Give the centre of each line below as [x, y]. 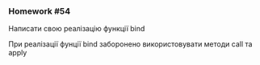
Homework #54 [40, 11]
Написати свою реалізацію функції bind [77, 29]
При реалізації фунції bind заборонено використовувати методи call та [130, 44]
